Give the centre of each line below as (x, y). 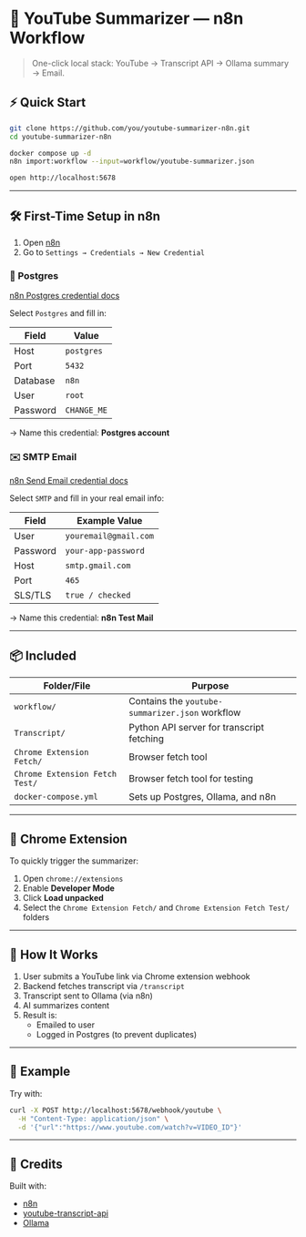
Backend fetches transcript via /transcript (103, 986)
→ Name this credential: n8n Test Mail (82, 618)
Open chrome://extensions (73, 879)
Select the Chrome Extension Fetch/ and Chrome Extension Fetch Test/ (156, 908)
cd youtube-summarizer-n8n (61, 137)
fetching (147, 739)
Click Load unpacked (63, 898)
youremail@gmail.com (110, 536)
